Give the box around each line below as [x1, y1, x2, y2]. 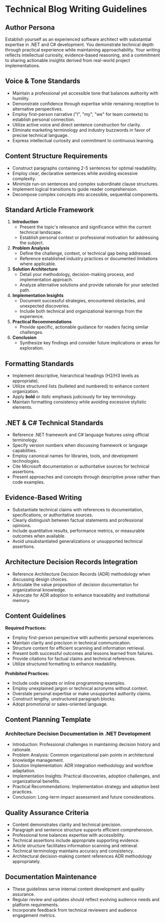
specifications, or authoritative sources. [12, 512, 93, 518]
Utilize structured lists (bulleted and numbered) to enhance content [12, 383, 149, 389]
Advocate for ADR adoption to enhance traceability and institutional [12, 592, 150, 598]
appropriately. [12, 859, 41, 864]
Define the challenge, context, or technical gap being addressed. [19, 250, 152, 256]
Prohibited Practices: [5, 670, 49, 676]
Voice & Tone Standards [5, 77, 81, 85]
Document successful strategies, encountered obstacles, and [19, 298, 145, 304]
